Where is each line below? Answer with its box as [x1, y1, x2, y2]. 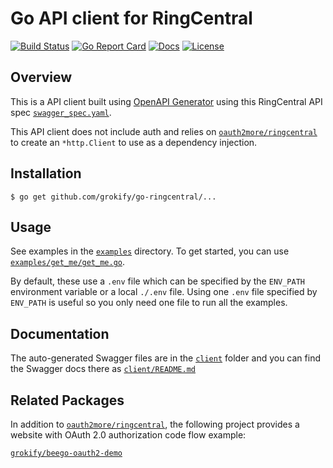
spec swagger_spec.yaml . [10, 106, 112, 118]
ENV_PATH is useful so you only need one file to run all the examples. [10, 297, 288, 309]
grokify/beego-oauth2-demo [10, 448, 123, 458]
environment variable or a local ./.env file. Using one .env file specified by [10, 286, 318, 298]
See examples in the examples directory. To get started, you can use [10, 245, 290, 257]
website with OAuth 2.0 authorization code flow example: [10, 429, 247, 441]
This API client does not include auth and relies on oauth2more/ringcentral [10, 125, 318, 137]
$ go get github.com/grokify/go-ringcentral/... [10, 192, 217, 202]
